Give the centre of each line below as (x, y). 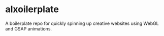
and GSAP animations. (29, 28)
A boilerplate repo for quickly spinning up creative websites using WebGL (82, 23)
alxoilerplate (32, 9)
